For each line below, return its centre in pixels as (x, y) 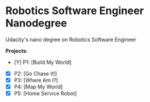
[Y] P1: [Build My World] (43, 62)
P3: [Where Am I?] (36, 80)
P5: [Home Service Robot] (45, 93)
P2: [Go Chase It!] (35, 73)
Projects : (17, 50)
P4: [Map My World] (38, 87)
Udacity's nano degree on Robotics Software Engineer (71, 39)
